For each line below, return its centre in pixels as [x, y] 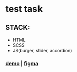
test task [24, 9]
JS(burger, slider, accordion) [42, 50]
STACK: [18, 28]
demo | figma [22, 63]
